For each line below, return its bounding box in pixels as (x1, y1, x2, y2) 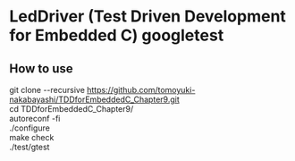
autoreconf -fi (9, 114, 61, 123)
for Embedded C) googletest (9, 25, 224, 46)
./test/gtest (9, 141, 50, 152)
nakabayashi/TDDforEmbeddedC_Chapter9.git (9, 94, 181, 105)
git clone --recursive (9, 85, 85, 95)
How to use (9, 61, 73, 76)
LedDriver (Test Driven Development (9, 6, 286, 27)
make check (9, 132, 55, 142)
